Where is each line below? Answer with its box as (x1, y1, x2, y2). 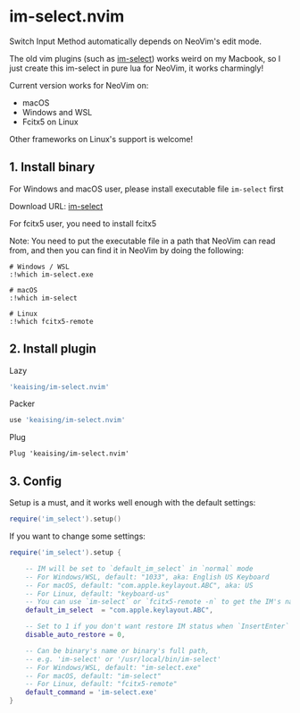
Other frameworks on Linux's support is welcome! (9, 133, 194, 144)
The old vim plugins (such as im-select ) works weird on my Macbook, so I (9, 53, 281, 64)
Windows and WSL (21, 106, 93, 117)
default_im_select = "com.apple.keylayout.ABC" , (25, 606, 214, 615)
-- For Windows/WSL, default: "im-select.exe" (25, 663, 202, 672)
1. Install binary (9, 159, 96, 175)
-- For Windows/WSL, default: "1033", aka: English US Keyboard (25, 573, 270, 581)
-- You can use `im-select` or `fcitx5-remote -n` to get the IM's (25, 598, 281, 607)
